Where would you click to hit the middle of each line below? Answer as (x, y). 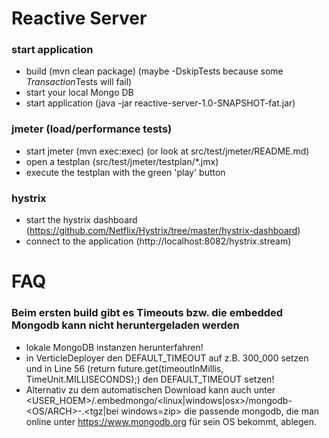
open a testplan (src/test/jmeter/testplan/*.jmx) (122, 161)
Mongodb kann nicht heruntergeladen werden (125, 325)
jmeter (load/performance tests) (92, 129)
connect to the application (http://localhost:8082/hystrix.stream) (158, 241)
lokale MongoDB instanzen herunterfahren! (114, 347)
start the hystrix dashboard (81, 220)
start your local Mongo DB (79, 93)
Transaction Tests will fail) (79, 82)
